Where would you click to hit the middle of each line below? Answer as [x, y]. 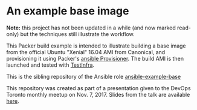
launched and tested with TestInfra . [50, 65]
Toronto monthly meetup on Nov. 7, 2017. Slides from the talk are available [98, 94]
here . [13, 101]
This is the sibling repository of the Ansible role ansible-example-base [94, 76]
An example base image [68, 11]
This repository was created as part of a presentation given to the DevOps [99, 88]
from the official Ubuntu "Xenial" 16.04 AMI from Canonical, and [86, 52]
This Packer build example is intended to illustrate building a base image [96, 46]
